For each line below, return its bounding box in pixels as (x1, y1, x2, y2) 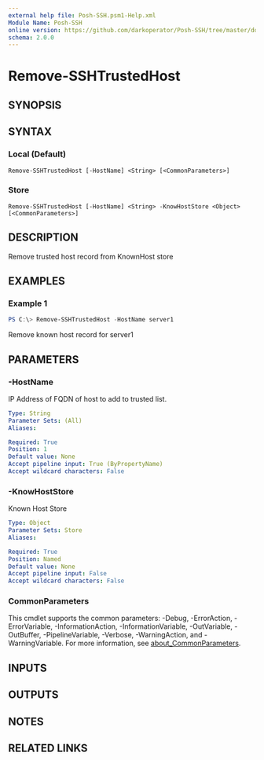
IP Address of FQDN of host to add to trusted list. (8, 394, 167, 403)
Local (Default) (8, 149, 67, 160)
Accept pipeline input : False (8, 570, 108, 578)
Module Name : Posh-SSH (8, 19, 82, 27)
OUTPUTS (8, 688, 59, 702)
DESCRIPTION (8, 231, 79, 244)
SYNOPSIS (8, 98, 62, 112)
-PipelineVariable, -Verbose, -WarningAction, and (42, 630, 203, 640)
